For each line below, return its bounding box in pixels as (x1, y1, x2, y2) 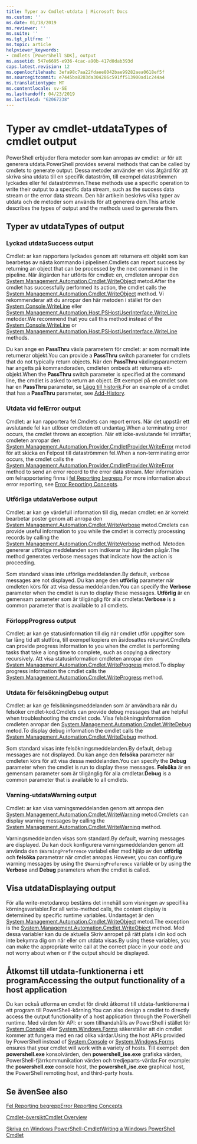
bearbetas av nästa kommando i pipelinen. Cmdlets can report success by (6, 259, 185, 266)
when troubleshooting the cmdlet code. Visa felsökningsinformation (6, 714, 171, 721)
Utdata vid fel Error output (6, 404, 81, 412)
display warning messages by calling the (6, 817, 105, 824)
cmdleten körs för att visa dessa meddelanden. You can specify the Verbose (6, 583, 191, 590)
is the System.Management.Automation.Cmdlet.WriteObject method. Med (6, 924, 185, 931)
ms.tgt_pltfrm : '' (6, 36, 51, 42)
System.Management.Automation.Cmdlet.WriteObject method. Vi (6, 290, 164, 297)
